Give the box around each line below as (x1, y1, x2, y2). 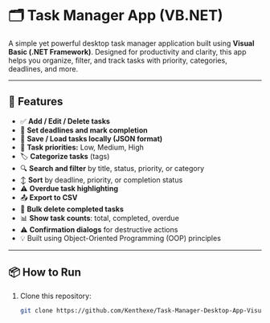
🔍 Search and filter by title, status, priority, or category (19, 163, 205, 173)
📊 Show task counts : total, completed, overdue (19, 213, 179, 223)
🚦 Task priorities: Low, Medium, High (19, 142, 145, 152)
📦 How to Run (8, 266, 82, 280)
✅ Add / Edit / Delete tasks (19, 116, 111, 125)
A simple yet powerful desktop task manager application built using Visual (8, 38, 255, 48)
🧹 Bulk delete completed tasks (19, 204, 125, 214)
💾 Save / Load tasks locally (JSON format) (19, 133, 163, 143)
